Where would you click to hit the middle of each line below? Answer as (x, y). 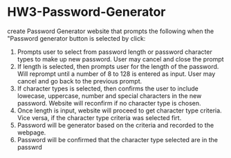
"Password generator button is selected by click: (76, 38)
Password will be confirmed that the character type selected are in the (117, 139)
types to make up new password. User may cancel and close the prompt (120, 59)
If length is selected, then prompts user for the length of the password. (118, 66)
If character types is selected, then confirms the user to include (108, 88)
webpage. (31, 132)
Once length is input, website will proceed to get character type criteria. (120, 110)
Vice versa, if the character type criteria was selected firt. (99, 117)
